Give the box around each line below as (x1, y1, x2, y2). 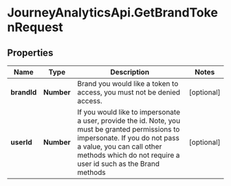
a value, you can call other (77, 142, 162, 151)
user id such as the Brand (77, 159, 160, 168)
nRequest (7, 19, 63, 35)
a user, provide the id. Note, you (77, 116, 181, 125)
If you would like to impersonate (77, 107, 181, 116)
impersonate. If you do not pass (77, 133, 180, 143)
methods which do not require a (77, 150, 180, 160)
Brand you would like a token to (77, 79, 179, 88)
